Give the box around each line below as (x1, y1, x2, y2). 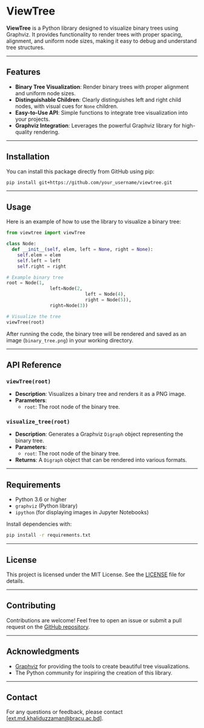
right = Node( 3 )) (49, 302, 88, 308)
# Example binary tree (6, 274, 64, 281)
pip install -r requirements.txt (6, 532, 91, 539)
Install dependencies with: (6, 520, 72, 528)
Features (6, 67, 41, 77)
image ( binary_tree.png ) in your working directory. (6, 336, 134, 344)
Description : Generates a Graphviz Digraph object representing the (15, 430, 183, 438)
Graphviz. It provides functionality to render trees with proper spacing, (6, 30, 183, 38)
